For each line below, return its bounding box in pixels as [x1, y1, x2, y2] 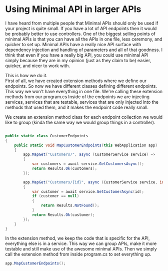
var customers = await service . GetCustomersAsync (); [31, 161, 144, 166]
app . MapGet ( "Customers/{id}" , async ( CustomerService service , [23, 179, 157, 185]
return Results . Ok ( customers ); [31, 166, 97, 171]
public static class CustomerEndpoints [5, 133, 88, 138]
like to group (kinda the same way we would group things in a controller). [5, 119, 155, 125]
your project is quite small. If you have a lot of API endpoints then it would [5, 25, 157, 31]
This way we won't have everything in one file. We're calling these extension [5, 88, 163, 94]
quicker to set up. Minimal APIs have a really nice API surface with [5, 41, 141, 47]
